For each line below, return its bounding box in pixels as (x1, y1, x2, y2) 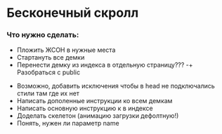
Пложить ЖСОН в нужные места (16, 46, 116, 54)
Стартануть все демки (16, 53, 85, 62)
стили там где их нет (16, 89, 80, 98)
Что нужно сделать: (6, 30, 79, 40)
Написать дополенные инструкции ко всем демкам (16, 97, 173, 105)
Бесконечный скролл (6, 5, 139, 21)
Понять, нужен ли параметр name (16, 119, 120, 128)
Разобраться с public (16, 68, 81, 76)
